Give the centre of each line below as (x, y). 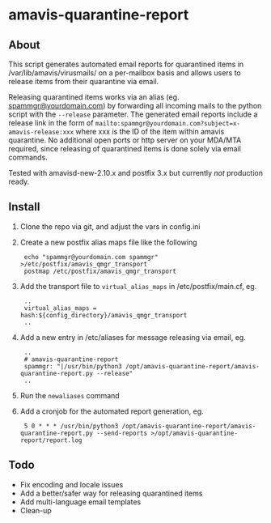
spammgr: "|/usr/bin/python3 (73, 366)
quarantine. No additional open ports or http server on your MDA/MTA (125, 140)
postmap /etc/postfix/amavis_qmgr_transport (100, 271)
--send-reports (122, 433)
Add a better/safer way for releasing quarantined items (111, 493)
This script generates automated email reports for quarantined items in (126, 64)
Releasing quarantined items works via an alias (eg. (94, 97)
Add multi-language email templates (80, 502)
